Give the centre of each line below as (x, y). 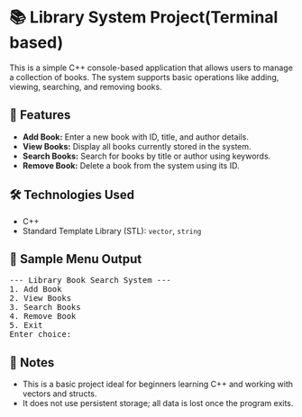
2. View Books (41, 299)
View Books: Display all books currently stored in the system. (137, 146)
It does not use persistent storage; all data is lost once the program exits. (158, 403)
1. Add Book (36, 290)
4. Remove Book (43, 317)
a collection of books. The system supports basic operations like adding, (144, 77)
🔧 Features (40, 115)
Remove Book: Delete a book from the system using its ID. (131, 165)
